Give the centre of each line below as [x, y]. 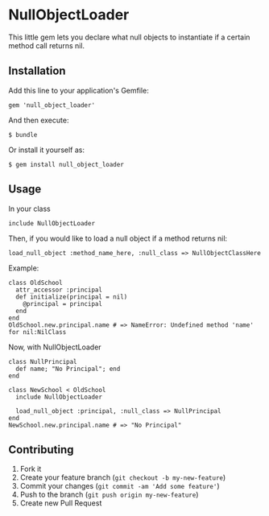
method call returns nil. [47, 45]
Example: [24, 268]
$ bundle [23, 134]
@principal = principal [63, 303]
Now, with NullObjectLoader [55, 347]
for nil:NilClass [37, 332]
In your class [29, 208]
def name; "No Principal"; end [68, 369]
